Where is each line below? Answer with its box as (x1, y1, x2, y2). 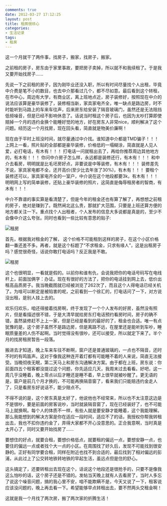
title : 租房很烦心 (5, 21, 40, 26)
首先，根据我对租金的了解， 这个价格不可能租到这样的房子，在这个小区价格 (5, 236, 159, 242)
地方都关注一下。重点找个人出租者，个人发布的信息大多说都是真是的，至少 (5, 208, 158, 214)
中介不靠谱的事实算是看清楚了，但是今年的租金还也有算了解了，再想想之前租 (5, 196, 162, 202)
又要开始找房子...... (5, 71, 44, 77)
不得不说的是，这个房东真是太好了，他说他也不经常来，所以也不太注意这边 (5, 395, 158, 401)
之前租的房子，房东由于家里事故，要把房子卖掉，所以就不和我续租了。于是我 (5, 64, 162, 70)
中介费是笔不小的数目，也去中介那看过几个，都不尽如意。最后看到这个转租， (5, 88, 162, 94)
